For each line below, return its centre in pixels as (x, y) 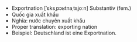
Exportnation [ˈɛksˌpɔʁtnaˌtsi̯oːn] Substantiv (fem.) (71, 8)
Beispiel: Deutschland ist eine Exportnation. (64, 33)
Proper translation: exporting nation (54, 27)
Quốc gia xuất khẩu (35, 14)
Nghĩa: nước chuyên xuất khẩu (49, 21)
